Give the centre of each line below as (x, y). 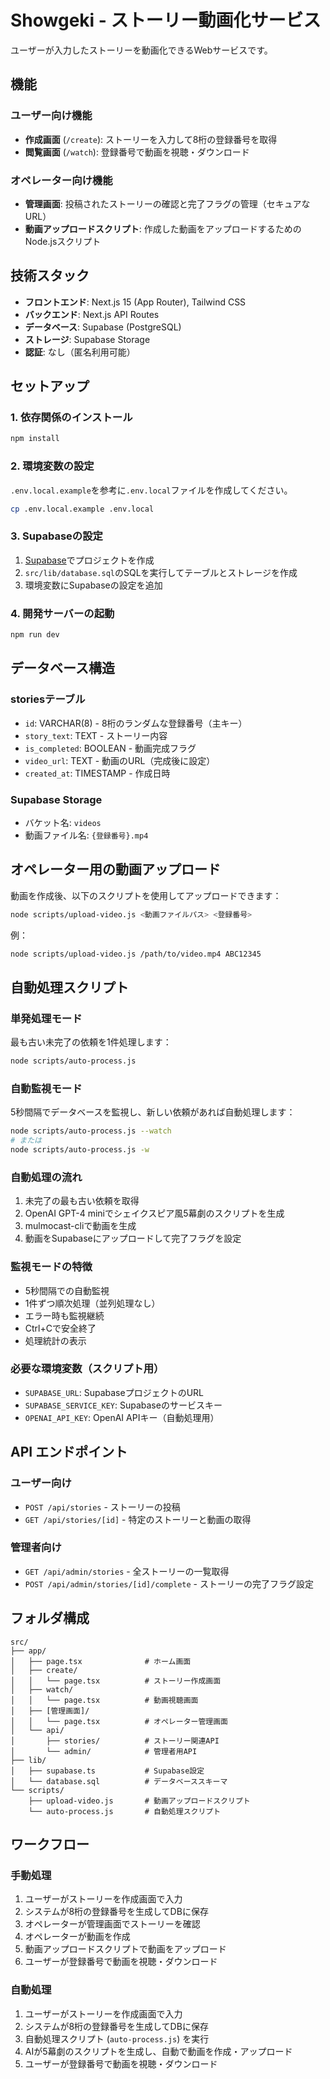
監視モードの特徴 (51, 1267)
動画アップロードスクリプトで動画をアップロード (125, 1949)
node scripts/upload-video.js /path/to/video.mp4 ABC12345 (136, 954)
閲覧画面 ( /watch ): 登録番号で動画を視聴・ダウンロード (137, 152)
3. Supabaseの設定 (56, 536)
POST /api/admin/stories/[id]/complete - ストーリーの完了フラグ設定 (169, 1583)
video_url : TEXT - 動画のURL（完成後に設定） (120, 760)
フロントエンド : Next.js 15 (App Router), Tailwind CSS (135, 302)
